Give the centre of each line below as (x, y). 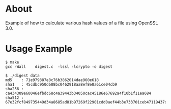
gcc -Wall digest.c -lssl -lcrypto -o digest (59, 66)
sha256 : (15, 89)
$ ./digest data (22, 76)
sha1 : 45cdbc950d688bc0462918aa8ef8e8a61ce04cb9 (61, 84)
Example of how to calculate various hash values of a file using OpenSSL (82, 23)
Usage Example (39, 49)
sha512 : (15, 98)
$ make (12, 62)
